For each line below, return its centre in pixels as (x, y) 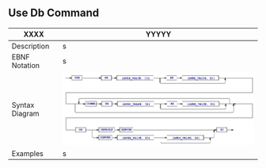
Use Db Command (54, 13)
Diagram (25, 113)
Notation (26, 65)
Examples (27, 153)
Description (30, 46)
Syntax (23, 105)
